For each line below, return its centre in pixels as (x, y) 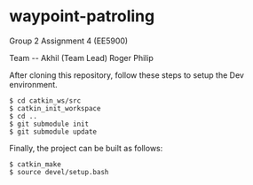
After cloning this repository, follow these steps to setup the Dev (126, 75)
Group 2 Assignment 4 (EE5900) (69, 41)
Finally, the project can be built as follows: (86, 148)
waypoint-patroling (82, 16)
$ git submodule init (49, 124)
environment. (33, 84)
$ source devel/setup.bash (59, 172)
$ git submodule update (53, 131)
